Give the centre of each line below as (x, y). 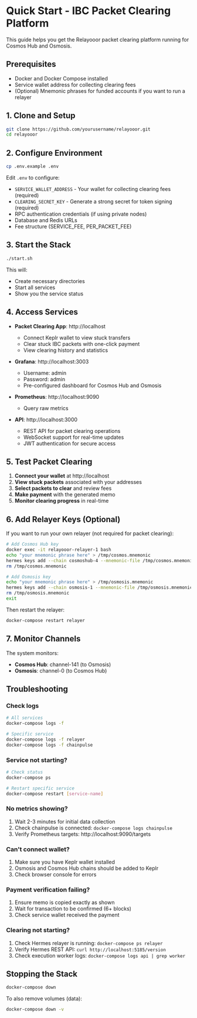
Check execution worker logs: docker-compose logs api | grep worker (100, 955)
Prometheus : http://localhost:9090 (57, 397)
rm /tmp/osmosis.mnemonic (38, 593)
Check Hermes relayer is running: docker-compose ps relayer (89, 943)
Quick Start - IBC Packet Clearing (89, 11)
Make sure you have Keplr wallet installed (65, 862)
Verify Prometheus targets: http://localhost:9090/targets (83, 834)
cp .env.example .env (33, 167)
